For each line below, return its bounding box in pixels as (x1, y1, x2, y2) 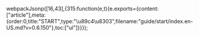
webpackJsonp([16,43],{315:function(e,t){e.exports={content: (6, 5, 159, 12)
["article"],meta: (6, 11, 46, 18)
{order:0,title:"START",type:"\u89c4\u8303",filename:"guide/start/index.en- (6, 18, 194, 24)
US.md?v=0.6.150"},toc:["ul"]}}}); (6, 24, 88, 31)
